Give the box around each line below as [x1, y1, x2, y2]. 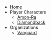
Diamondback [17, 19, 46, 25]
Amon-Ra [17, 14, 37, 20]
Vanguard [17, 30, 37, 35]
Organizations [9, 25, 38, 30]
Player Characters [9, 9, 47, 15]
